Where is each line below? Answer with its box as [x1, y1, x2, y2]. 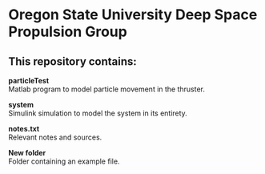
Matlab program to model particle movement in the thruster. [8, 84, 206, 94]
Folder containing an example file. [8, 156, 120, 166]
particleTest [8, 76, 50, 85]
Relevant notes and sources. [8, 132, 102, 142]
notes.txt [8, 124, 40, 133]
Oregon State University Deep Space [8, 6, 258, 24]
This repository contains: [8, 55, 138, 68]
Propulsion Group [8, 22, 128, 41]
